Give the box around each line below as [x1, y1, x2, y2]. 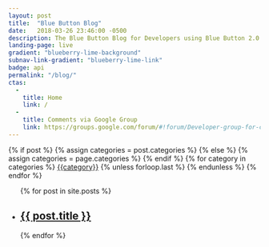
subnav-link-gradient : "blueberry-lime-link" [8, 57, 163, 65]
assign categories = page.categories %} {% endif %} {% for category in [8, 153, 247, 163]
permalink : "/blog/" [8, 71, 78, 79]
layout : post [8, 11, 52, 20]
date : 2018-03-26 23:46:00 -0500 [8, 26, 127, 34]
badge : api [8, 64, 45, 72]
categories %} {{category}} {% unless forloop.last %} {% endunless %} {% [8, 161, 257, 172]
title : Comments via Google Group [22, 116, 138, 124]
